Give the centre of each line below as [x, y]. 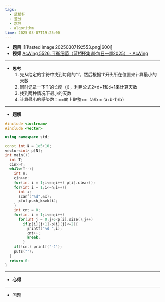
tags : [11, 10]
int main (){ [17, 155]
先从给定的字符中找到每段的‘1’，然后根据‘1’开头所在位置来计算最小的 [88, 75]
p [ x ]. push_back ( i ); [38, 201]
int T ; [16, 160]
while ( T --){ [22, 169]
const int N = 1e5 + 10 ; [28, 146]
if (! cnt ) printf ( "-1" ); [38, 247]
